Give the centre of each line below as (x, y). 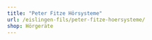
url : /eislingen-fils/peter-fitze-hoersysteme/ (76, 20)
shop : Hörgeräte (30, 26)
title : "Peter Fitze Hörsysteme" (55, 13)
